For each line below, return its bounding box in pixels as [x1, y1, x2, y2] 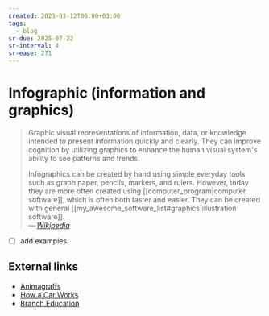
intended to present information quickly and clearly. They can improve [27, 136, 262, 146]
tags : [8, 19, 27, 27]
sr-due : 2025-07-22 [8, 34, 74, 43]
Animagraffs [19, 281, 61, 291]
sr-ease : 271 [8, 49, 52, 57]
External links [8, 260, 79, 274]
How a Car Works [19, 289, 79, 299]
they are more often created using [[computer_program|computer [27, 186, 246, 196]
